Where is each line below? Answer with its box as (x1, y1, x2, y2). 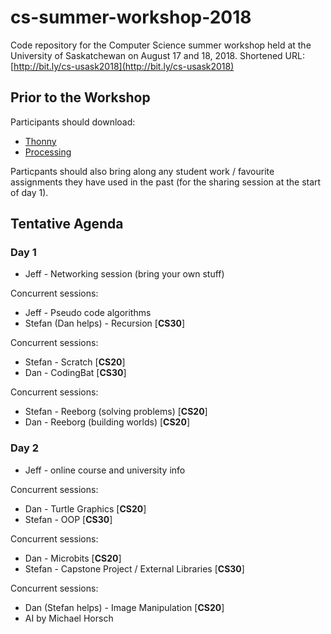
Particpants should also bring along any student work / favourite (10, 165, 275, 177)
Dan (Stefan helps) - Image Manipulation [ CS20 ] (24, 601, 225, 613)
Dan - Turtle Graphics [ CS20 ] (24, 502, 147, 515)
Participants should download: (10, 116, 136, 128)
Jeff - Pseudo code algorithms (24, 307, 152, 319)
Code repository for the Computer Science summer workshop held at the (10, 39, 312, 51)
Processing (24, 146, 72, 158)
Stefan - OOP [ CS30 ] (24, 513, 113, 525)
